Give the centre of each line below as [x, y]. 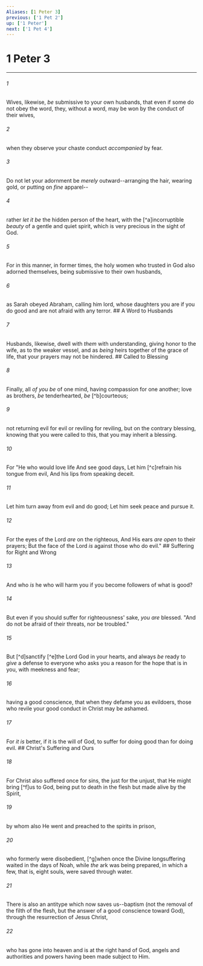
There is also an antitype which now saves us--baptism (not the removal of [100, 904]
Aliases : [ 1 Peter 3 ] [34, 12]
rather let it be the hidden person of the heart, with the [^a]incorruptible [95, 220]
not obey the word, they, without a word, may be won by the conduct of [95, 109]
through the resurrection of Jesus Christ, [57, 917]
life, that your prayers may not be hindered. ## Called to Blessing [87, 356]
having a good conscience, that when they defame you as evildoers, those [99, 702]
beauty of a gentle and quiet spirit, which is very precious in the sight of [96, 226]
